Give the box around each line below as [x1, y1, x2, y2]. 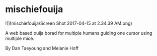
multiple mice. [5, 35, 35, 41]
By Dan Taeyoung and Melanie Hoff [5, 45, 79, 51]
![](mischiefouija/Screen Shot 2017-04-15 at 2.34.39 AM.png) [5, 20, 132, 26]
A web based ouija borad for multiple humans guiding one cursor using [5, 30, 152, 36]
